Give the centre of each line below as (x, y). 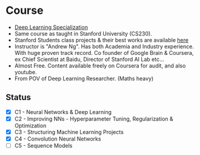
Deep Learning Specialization (51, 27)
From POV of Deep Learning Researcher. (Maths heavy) (84, 78)
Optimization (30, 125)
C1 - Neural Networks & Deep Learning (63, 112)
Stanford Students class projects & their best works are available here (102, 40)
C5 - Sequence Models (43, 146)
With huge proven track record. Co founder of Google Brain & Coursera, (104, 52)
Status (18, 97)
